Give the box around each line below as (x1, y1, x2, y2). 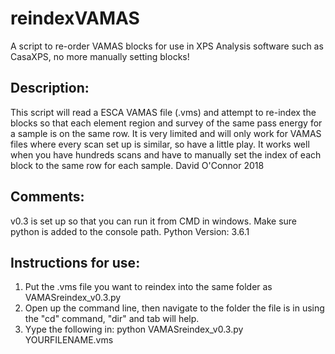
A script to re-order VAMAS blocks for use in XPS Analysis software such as (10, 40, 324, 52)
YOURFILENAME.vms (24, 334, 114, 346)
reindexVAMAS (10, 7, 140, 30)
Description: (10, 80, 90, 97)
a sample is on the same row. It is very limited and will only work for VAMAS (10, 127, 322, 139)
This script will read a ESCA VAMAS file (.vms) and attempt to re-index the (10, 106, 317, 118)
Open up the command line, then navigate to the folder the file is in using (24, 302, 325, 314)
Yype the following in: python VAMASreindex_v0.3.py (24, 323, 244, 336)
